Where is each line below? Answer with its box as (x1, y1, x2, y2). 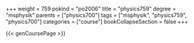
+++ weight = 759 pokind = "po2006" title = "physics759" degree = (5, 5, 176, 12)
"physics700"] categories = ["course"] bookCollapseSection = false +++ (5, 18, 189, 25)
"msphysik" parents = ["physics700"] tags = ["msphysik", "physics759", (5, 12, 187, 19)
